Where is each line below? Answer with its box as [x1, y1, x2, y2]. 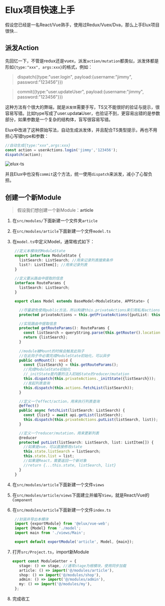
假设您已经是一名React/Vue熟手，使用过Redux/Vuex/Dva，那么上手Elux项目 [5, 22, 160, 28]
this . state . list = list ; [23, 454, 75, 459]
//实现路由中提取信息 [19, 321, 57, 326]
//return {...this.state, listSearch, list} [23, 462, 117, 468]
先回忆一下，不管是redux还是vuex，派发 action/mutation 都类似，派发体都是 [5, 58, 159, 64]
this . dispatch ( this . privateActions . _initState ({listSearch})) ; [23, 376, 156, 381]
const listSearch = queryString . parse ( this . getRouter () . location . [23, 330, 163, 336]
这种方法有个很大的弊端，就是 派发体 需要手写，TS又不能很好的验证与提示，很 [5, 104, 160, 110]
